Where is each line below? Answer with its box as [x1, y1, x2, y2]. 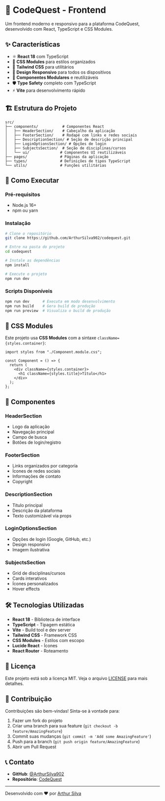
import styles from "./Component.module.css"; [5, 350, 102, 355]
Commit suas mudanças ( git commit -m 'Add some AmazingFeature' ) [12, 733, 151, 739]
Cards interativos [12, 575, 47, 581]
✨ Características [5, 40, 60, 49]
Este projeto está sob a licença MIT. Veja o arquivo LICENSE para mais [5, 675, 148, 681]
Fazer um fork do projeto [12, 718, 63, 724]
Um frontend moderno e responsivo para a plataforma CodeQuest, [5, 21, 140, 27]
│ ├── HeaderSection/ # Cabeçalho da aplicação [5, 128, 115, 133]
